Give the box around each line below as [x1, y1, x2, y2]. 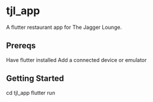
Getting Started [6, 74, 64, 84]
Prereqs [6, 41, 36, 51]
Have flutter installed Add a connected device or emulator [6, 56, 147, 63]
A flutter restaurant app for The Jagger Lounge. [6, 24, 122, 31]
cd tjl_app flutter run [6, 89, 56, 96]
